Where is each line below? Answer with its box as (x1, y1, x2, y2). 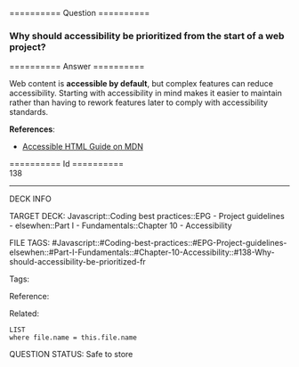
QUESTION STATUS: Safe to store (9, 349, 133, 360)
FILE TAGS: (9, 238, 51, 249)
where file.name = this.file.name (9, 333, 138, 342)
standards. (9, 107, 49, 118)
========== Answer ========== (9, 61, 145, 72)
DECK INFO (9, 193, 52, 204)
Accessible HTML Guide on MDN (21, 142, 144, 152)
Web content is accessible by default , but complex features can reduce (9, 78, 274, 89)
